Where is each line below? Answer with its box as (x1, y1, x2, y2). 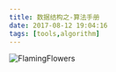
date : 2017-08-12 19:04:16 (9, 21, 108, 30)
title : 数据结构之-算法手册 (9, 12, 100, 22)
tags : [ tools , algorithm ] (9, 29, 100, 38)
